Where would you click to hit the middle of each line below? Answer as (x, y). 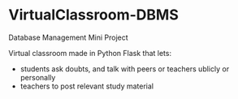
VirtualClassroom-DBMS (93, 15)
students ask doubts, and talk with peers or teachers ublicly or (125, 69)
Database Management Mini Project (68, 37)
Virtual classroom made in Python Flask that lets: (90, 53)
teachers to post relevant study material (87, 86)
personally (38, 77)
